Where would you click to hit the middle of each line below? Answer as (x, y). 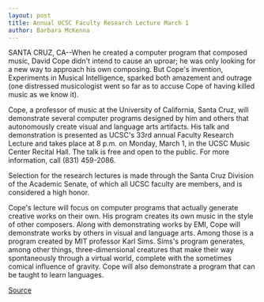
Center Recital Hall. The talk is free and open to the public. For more (119, 152)
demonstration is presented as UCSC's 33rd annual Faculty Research (121, 135)
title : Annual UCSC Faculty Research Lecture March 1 (99, 23)
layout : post (30, 15)
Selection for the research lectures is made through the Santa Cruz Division (131, 176)
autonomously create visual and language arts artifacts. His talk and (119, 126)
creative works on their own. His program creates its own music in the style (131, 216)
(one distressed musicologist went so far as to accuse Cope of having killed (132, 86)
